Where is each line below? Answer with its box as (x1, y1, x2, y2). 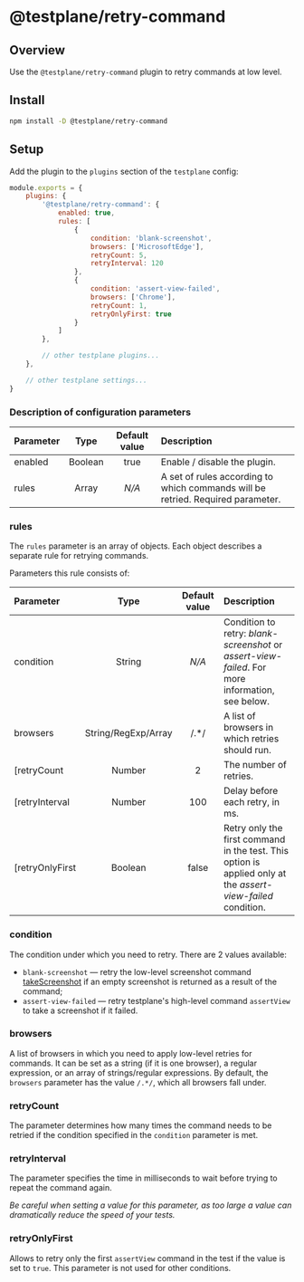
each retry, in (223, 796, 280, 808)
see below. (223, 695, 270, 708)
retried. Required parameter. (160, 493, 281, 505)
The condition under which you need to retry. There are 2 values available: (9, 949, 288, 960)
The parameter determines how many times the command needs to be (9, 1120, 272, 1131)
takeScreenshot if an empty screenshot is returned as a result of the (22, 976, 278, 987)
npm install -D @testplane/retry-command (9, 116, 168, 126)
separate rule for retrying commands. (9, 550, 149, 561)
